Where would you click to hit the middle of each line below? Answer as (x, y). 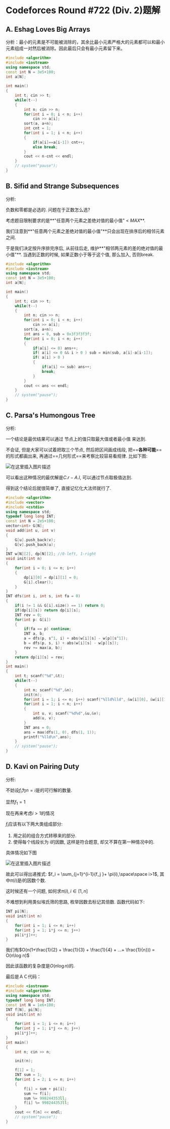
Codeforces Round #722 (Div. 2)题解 (83, 10)
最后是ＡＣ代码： (23, 977)
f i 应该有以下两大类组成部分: (34, 825)
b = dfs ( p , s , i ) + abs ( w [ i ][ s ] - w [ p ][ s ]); (71, 643)
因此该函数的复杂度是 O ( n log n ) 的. (40, 966)
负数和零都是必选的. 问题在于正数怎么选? (48, 209)
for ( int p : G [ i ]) (33, 619)
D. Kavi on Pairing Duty (43, 767)
